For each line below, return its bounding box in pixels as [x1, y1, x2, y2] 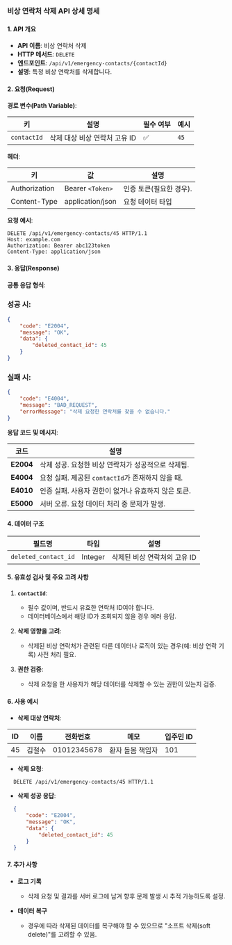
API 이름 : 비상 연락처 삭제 [17, 42, 87, 50]
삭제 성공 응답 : [17, 791, 56, 800]
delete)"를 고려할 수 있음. [27, 930, 97, 938]
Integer [81, 551, 106, 561]
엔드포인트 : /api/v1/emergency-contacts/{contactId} [17, 59, 168, 67]
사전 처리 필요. [37, 650, 76, 659]
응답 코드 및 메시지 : [7, 428, 59, 436]
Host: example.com [7, 236, 60, 243]
